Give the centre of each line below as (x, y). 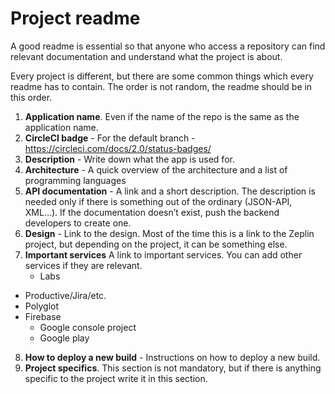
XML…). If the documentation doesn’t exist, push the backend (152, 212)
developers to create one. (78, 223)
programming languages (75, 180)
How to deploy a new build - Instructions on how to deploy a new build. (172, 357)
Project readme (75, 18)
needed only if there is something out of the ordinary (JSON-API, (158, 201)
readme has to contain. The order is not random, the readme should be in (161, 86)
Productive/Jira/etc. (65, 295)
